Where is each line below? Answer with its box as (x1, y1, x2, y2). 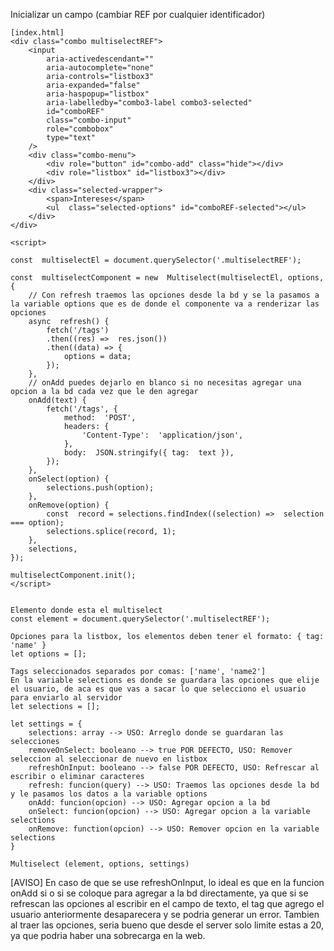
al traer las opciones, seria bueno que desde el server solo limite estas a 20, (10, 919, 325, 931)
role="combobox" (46, 124, 114, 134)
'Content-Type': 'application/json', (81, 430, 244, 440)
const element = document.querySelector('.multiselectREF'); (10, 614, 271, 624)
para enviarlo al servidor (10, 693, 123, 703)
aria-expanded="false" (46, 80, 141, 90)
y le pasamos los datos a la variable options (10, 789, 208, 799)
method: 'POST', (63, 413, 137, 423)
